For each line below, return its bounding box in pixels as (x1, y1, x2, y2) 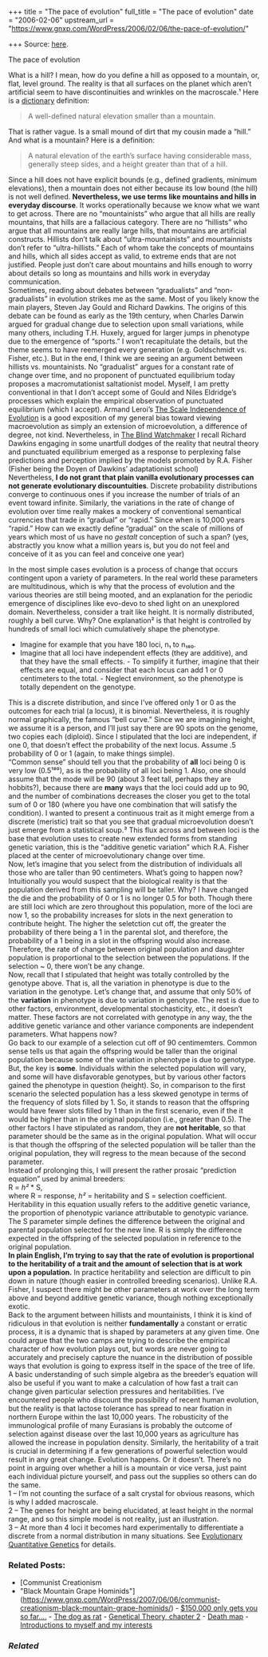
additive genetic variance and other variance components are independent (8, 1021, 254, 1030)
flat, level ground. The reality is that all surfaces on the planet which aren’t (8, 79, 252, 88)
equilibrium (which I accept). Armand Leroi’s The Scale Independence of (8, 404, 246, 414)
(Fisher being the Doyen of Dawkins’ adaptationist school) (8, 464, 199, 473)
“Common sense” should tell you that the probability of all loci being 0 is (8, 757, 246, 767)
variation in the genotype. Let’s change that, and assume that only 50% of (8, 987, 251, 996)
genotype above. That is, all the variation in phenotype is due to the (8, 978, 231, 988)
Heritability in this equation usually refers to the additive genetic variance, (8, 1200, 250, 1209)
